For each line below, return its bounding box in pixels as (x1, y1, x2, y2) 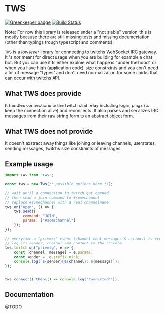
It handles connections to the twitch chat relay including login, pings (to (5, 102, 150, 108)
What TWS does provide (5, 89, 82, 98)
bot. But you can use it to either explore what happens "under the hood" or (5, 59, 156, 65)
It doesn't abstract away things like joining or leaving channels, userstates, (5, 140, 156, 146)
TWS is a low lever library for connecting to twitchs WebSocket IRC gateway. (5, 49, 157, 55)
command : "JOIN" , (23, 213, 58, 218)
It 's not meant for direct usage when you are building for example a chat (5, 54, 152, 60)
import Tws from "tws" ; (5, 173, 54, 178)
